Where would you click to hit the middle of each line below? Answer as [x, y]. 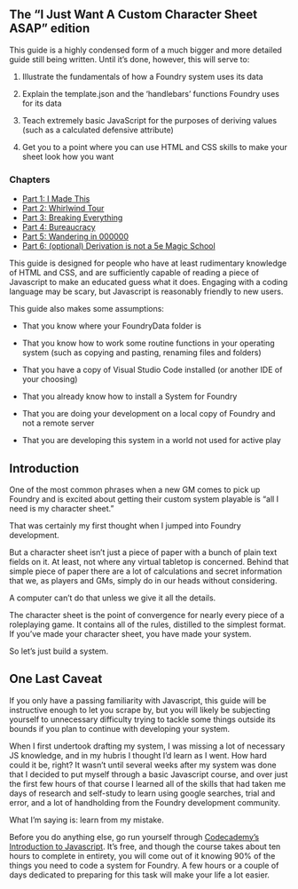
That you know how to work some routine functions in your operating [148, 343]
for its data [42, 103]
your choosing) [50, 379]
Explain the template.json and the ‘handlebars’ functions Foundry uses [150, 93]
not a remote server [58, 423]
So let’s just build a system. [59, 651]
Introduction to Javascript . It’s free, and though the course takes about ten [145, 846]
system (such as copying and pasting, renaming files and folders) [141, 353]
